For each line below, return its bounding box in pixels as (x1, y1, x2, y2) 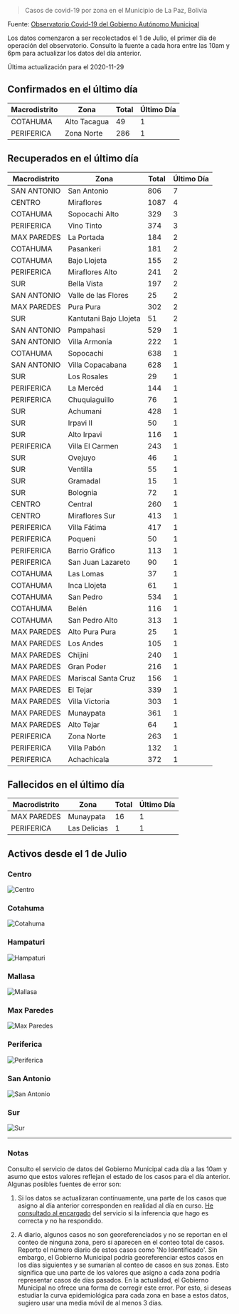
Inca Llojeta (68, 580, 107, 590)
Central (68, 499, 92, 509)
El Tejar (68, 685, 93, 695)
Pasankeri (68, 244, 102, 254)
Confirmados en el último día (7, 84, 138, 96)
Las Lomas (68, 568, 105, 578)
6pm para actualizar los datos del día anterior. (7, 49, 142, 57)
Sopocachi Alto (68, 209, 119, 219)
